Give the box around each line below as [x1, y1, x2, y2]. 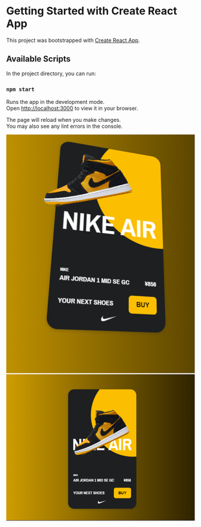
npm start [6, 85, 35, 93]
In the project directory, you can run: [6, 70, 96, 77]
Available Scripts [6, 54, 71, 64]
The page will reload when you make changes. [6, 117, 121, 124]
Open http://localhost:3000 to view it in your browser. [6, 105, 139, 112]
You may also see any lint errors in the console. [6, 122, 123, 130]
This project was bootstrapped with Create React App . [6, 36, 141, 44]
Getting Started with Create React [6, 4, 178, 18]
